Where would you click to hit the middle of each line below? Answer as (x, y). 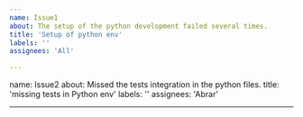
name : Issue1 (34, 18)
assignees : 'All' (42, 51)
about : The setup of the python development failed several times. (139, 26)
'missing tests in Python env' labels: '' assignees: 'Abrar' (114, 94)
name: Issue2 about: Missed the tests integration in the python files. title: (144, 85)
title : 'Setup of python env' (66, 34)
